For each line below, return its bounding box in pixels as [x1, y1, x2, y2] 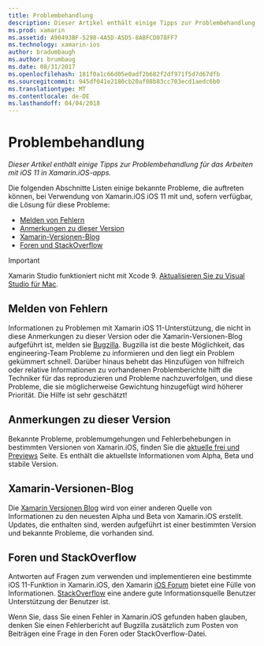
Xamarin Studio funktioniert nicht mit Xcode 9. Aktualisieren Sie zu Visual [8, 271, 246, 281]
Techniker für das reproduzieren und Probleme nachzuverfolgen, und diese [8, 373, 253, 383]
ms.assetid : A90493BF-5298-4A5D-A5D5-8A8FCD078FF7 [8, 33, 178, 42]
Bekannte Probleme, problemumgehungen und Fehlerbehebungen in [8, 434, 231, 443]
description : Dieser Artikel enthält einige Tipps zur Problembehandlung [8, 19, 256, 27]
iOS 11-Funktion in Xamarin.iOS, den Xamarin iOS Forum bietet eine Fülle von [8, 581, 256, 590]
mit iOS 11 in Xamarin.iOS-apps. [8, 168, 112, 177]
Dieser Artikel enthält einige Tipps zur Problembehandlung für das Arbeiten [8, 159, 254, 170]
